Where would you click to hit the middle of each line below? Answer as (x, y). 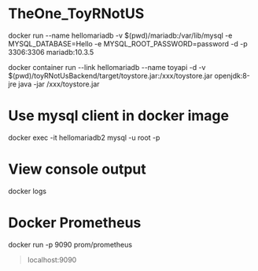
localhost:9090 (52, 259)
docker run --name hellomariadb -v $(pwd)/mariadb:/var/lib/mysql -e (120, 35)
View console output (77, 169)
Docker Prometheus (75, 223)
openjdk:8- (232, 75)
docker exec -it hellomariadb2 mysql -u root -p (84, 137)
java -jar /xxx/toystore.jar (59, 84)
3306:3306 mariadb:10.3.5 (51, 52)
